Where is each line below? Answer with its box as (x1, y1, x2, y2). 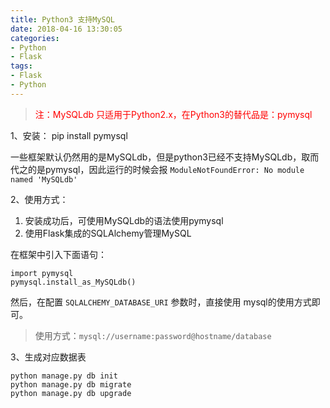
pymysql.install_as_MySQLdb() (10, 277, 137, 287)
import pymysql (10, 268, 74, 278)
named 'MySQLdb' (10, 174, 78, 185)
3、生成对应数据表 (10, 351, 87, 363)
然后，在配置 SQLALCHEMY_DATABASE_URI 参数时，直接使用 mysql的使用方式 (10, 296, 312, 308)
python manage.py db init (10, 371, 118, 381)
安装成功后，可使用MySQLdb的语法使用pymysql (24, 214, 224, 226)
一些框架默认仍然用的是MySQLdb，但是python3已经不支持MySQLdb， (10, 151, 302, 163)
